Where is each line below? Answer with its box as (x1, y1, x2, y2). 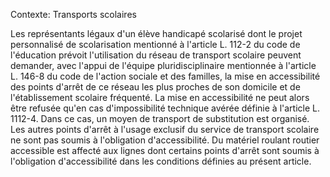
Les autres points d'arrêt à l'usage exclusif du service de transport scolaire (10, 124, 320, 135)
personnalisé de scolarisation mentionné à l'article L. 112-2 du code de (10, 39, 301, 50)
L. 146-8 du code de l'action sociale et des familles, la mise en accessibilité (10, 70, 321, 82)
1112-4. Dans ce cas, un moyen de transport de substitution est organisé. (10, 113, 310, 124)
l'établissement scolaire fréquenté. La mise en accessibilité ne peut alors (10, 92, 310, 103)
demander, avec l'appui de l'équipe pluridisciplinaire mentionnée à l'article (10, 60, 317, 71)
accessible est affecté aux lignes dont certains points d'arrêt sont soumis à (10, 145, 320, 156)
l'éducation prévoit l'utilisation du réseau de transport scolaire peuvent (10, 49, 302, 61)
